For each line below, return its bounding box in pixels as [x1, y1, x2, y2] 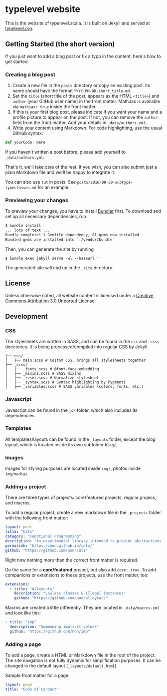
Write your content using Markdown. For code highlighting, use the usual [12, 125, 162, 131]
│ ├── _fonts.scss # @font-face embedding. [5, 367, 101, 372]
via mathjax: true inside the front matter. [12, 104, 97, 110]
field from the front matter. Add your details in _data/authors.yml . [12, 120, 147, 126]
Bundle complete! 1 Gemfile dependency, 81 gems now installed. [5, 232, 142, 237]
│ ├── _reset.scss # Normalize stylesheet [5, 375, 99, 381]
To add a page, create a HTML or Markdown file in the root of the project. [5, 652, 156, 658]
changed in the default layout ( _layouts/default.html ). [5, 663, 118, 669]
